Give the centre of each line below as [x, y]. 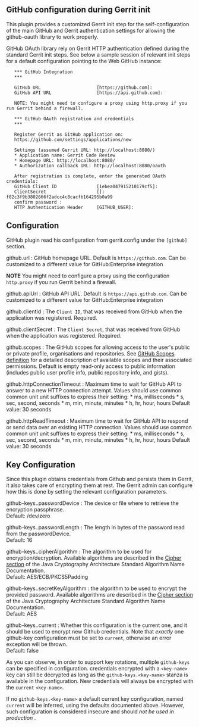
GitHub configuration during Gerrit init [78, 10]
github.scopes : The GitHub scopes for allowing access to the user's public [98, 347]
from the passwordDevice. [39, 534]
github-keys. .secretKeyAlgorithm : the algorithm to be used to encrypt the [97, 588]
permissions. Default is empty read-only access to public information [91, 366]
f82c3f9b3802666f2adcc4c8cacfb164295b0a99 [59, 197]
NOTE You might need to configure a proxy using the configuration [88, 276]
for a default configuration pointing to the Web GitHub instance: [84, 61]
